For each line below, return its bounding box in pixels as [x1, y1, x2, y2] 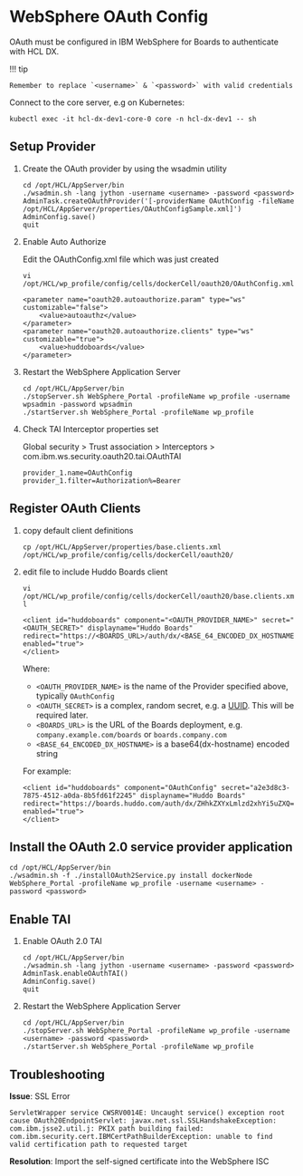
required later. [35, 709, 89, 720]
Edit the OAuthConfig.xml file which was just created [22, 254, 219, 265]
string [35, 747, 59, 758]
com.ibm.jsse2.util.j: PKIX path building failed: [9, 1124, 204, 1133]
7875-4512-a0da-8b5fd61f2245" [22, 791, 137, 800]
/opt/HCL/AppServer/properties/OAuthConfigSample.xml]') [22, 204, 242, 214]
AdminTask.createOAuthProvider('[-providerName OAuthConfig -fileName [22, 197, 295, 206]
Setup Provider [9, 139, 96, 155]
